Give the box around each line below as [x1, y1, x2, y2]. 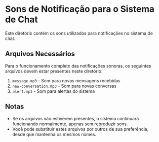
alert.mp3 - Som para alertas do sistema [12, 88, 95, 94]
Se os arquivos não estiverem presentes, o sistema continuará [12, 115, 139, 121]
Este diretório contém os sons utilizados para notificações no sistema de [5, 30, 153, 36]
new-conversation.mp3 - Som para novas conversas [12, 83, 117, 89]
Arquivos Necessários [5, 50, 75, 58]
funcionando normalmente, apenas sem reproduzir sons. [12, 121, 128, 127]
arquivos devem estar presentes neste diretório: [5, 68, 103, 74]
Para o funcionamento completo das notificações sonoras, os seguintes [5, 63, 152, 69]
